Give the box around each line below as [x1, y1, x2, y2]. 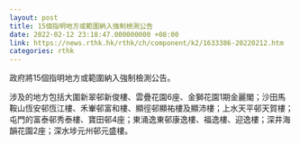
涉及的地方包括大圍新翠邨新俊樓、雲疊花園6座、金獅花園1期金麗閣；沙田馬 [9, 92, 286, 103]
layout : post [9, 13, 59, 22]
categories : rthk [9, 47, 75, 56]
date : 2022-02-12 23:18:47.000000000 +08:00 [9, 30, 179, 39]
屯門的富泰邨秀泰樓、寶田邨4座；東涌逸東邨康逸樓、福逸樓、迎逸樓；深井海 [9, 114, 291, 125]
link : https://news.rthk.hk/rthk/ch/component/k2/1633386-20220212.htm [9, 38, 284, 48]
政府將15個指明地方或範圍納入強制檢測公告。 [9, 73, 176, 84]
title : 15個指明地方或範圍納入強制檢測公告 [9, 22, 153, 31]
